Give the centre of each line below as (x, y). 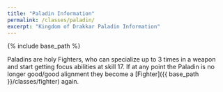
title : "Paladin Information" (51, 13)
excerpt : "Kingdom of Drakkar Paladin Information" (84, 26)
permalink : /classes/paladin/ (51, 20)
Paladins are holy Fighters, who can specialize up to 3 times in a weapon (111, 59)
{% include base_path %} (44, 46)
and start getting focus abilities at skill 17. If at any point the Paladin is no (111, 67)
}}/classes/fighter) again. (43, 82)
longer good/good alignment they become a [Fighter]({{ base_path (103, 74)
